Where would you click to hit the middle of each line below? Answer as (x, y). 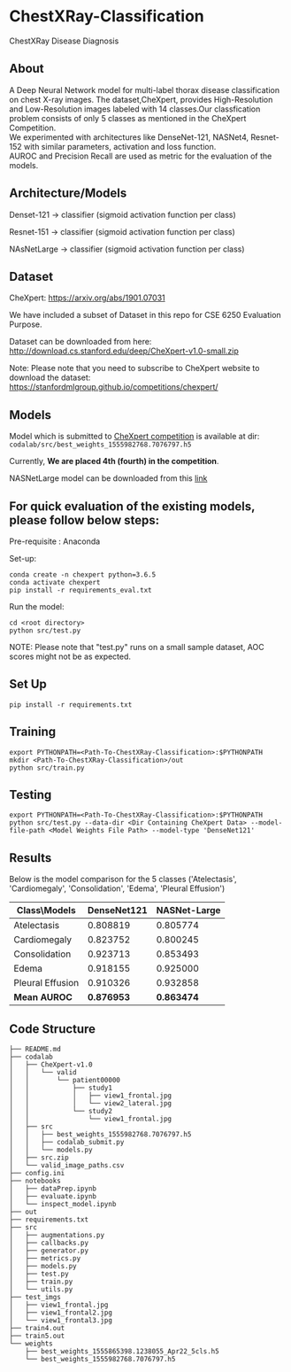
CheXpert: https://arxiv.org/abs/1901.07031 (87, 298)
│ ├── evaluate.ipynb (53, 1197)
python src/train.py (47, 768)
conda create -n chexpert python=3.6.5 (83, 575)
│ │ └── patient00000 (65, 1081)
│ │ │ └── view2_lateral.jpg (91, 1104)
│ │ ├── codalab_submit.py (67, 1143)
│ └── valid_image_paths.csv (67, 1166)
